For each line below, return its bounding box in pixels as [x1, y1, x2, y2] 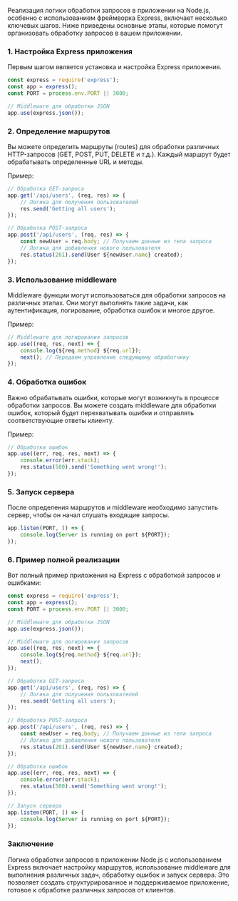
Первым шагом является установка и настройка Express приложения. [7, 63, 222, 71]
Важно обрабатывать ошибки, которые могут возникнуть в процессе [7, 393, 219, 402]
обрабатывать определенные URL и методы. [7, 157, 144, 166]
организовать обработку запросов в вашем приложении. [7, 29, 183, 37]
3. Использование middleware [7, 275, 118, 285]
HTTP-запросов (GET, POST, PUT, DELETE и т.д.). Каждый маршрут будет [7, 150, 231, 158]
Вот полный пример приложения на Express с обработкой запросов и [7, 571, 221, 580]
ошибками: [7, 579, 41, 587]
